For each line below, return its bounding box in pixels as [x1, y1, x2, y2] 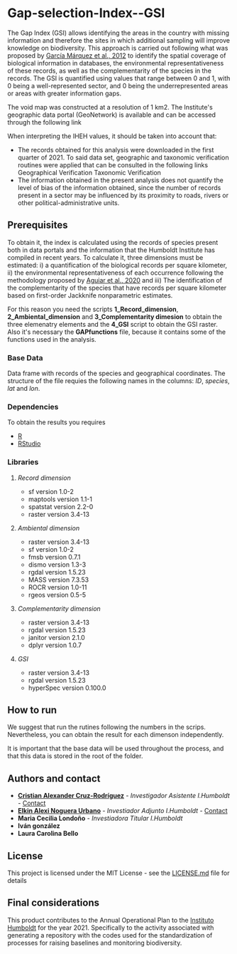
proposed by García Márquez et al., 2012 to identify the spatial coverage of [7, 51, 226, 60]
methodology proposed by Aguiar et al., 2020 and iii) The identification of [7, 276, 222, 284]
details [7, 876, 27, 885]
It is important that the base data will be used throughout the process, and [7, 744, 224, 753]
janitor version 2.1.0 [28, 633, 85, 641]
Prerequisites [7, 219, 68, 231]
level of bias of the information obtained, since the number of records [17, 183, 221, 192]
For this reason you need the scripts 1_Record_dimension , [7, 305, 179, 313]
